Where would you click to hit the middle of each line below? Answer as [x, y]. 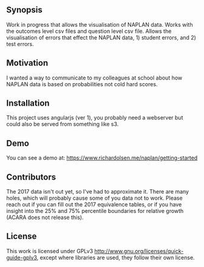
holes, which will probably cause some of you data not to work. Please [95, 198]
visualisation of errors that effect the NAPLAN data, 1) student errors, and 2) [101, 37]
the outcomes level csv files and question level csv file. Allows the [89, 31]
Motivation [27, 63]
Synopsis [24, 10]
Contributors [31, 177]
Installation [28, 103]
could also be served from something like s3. [63, 124]
